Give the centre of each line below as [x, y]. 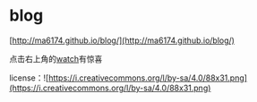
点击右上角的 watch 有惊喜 [56, 58]
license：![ [29, 78]
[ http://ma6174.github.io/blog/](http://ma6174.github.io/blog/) [122, 40]
